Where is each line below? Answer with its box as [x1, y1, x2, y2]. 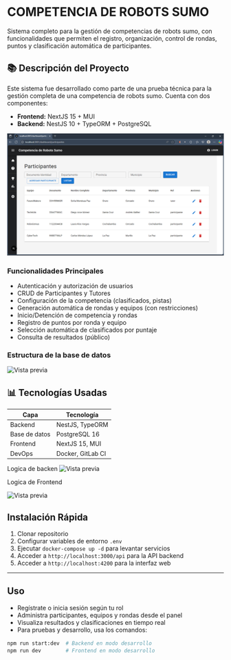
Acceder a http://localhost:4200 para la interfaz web [16, 559, 171, 567]
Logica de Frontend [7, 478, 63, 486]
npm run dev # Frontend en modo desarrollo [7, 647, 155, 654]
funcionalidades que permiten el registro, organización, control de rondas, [7, 34, 218, 42]
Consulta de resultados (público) [16, 333, 110, 341]
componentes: [7, 99, 48, 107]
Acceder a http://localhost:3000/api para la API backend [16, 551, 184, 559]
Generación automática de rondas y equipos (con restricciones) [16, 304, 198, 312]
